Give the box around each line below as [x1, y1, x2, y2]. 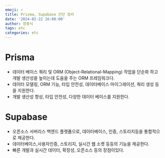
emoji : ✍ [5, 7, 23, 12]
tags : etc [5, 26, 26, 31]
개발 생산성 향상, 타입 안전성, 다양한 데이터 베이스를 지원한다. [12, 93, 130, 99]
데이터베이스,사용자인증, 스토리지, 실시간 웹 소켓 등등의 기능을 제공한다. [12, 141, 150, 147]
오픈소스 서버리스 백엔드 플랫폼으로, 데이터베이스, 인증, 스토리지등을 [12, 128, 143, 134]
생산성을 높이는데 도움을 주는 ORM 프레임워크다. [21, 75, 115, 81]
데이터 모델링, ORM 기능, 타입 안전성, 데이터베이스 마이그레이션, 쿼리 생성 [12, 81, 154, 87]
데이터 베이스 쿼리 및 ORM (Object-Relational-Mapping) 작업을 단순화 [12, 69, 149, 75]
